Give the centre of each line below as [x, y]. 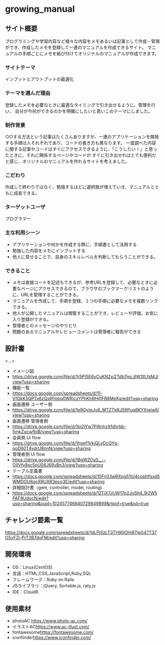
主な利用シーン [23, 233]
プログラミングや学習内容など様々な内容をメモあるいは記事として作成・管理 [82, 41]
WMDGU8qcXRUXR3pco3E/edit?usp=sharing [58, 481]
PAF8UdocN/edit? [30, 498]
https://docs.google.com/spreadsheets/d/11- [57, 393]
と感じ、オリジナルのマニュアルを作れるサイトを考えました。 [68, 161]
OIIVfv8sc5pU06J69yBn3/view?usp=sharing [57, 465]
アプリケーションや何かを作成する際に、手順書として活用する [74, 244]
